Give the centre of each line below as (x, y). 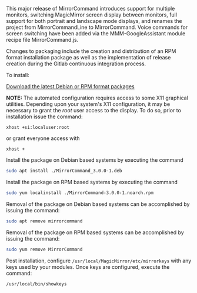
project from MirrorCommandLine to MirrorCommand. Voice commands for (97, 27)
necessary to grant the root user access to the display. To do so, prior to (94, 110)
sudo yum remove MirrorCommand (44, 249)
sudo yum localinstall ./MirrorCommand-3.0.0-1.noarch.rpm (80, 193)
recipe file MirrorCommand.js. (42, 40)
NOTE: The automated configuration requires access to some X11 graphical (97, 98)
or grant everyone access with (43, 138)
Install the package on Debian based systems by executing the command (95, 160)
